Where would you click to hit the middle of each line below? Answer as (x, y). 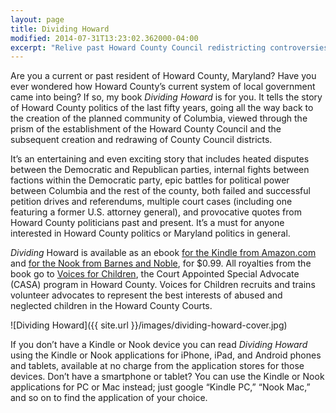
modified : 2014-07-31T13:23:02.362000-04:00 (104, 38)
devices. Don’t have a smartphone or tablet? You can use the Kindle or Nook (167, 377)
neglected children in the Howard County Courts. (111, 306)
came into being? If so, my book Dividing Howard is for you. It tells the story (166, 97)
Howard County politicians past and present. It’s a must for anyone (147, 223)
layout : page (37, 19)
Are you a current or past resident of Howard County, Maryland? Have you (163, 76)
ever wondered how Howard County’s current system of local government (163, 87)
